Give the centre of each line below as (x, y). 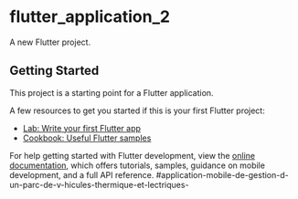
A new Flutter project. (50, 42)
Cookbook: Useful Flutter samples (87, 138)
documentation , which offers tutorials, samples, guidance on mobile (137, 165)
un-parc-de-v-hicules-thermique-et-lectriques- (99, 184)
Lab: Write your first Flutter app (82, 128)
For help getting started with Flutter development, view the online (133, 155)
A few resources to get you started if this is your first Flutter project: (137, 110)
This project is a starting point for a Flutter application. (112, 92)
